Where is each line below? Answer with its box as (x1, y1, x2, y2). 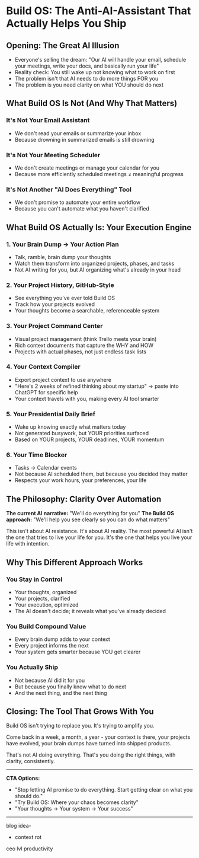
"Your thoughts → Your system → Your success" (14, 805, 133, 812)
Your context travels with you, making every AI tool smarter (14, 395, 160, 402)
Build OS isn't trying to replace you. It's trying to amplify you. (6, 722, 155, 729)
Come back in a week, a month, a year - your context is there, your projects (6, 733, 191, 741)
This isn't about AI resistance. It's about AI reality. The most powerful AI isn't (6, 528, 193, 535)
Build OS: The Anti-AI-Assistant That (6, 4, 191, 18)
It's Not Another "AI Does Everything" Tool (6, 185, 132, 193)
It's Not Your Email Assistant (6, 116, 90, 125)
